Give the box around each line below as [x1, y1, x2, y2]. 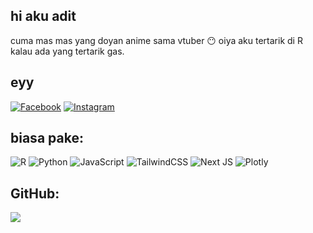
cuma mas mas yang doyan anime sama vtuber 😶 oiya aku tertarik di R [10, 34, 303, 46]
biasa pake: [10, 130, 84, 147]
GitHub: [10, 185, 60, 202]
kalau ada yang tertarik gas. [10, 45, 125, 57]
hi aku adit [10, 8, 77, 25]
